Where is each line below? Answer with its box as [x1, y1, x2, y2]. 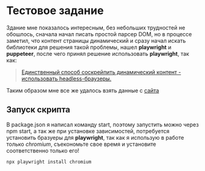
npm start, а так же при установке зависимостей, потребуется [6, 127, 170, 135]
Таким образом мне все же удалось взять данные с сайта [6, 86, 159, 94]
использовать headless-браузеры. [21, 75, 112, 82]
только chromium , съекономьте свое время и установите [6, 140, 157, 148]
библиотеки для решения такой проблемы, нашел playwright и [6, 44, 171, 51]
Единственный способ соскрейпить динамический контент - [21, 68, 182, 75]
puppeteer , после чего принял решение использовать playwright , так [6, 50, 190, 57]
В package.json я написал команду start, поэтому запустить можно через [6, 121, 199, 128]
